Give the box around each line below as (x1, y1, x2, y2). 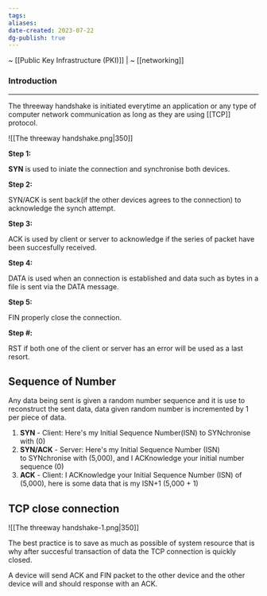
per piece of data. (8, 412, 67, 422)
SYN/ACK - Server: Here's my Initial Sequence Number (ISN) (19, 445, 220, 455)
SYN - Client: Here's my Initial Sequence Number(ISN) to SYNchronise (19, 428, 251, 438)
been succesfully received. (8, 242, 97, 252)
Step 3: (8, 219, 33, 228)
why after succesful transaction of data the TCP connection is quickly (8, 547, 237, 556)
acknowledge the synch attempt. (8, 203, 116, 213)
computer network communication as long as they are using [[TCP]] (8, 109, 231, 119)
